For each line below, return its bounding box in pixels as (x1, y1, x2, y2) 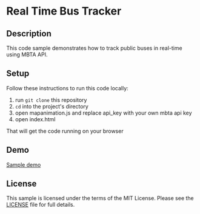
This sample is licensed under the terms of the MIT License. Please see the (6, 195, 194, 202)
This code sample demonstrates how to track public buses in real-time (6, 44, 183, 52)
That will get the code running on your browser (6, 127, 124, 135)
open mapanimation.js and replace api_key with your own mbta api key (15, 109, 192, 116)
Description (6, 28, 52, 39)
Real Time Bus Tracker (6, 4, 122, 18)
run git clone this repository (15, 96, 87, 104)
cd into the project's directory (15, 102, 89, 110)
